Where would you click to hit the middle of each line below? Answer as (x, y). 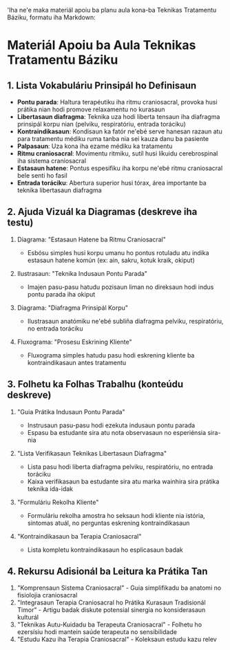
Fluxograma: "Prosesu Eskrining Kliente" (74, 342)
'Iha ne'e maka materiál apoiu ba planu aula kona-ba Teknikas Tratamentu (112, 10)
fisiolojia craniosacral (47, 595)
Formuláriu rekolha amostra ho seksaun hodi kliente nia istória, (116, 515)
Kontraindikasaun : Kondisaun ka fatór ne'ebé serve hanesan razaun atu (119, 131)
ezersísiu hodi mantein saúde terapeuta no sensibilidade (97, 632)
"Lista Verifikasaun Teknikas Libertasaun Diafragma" (92, 453)
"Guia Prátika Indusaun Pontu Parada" (71, 411)
